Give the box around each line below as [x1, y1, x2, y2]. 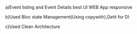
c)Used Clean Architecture [5, 23, 60, 29]
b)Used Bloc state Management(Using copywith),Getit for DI [5, 14, 129, 19]
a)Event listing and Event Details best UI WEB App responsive [5, 4, 132, 10]
